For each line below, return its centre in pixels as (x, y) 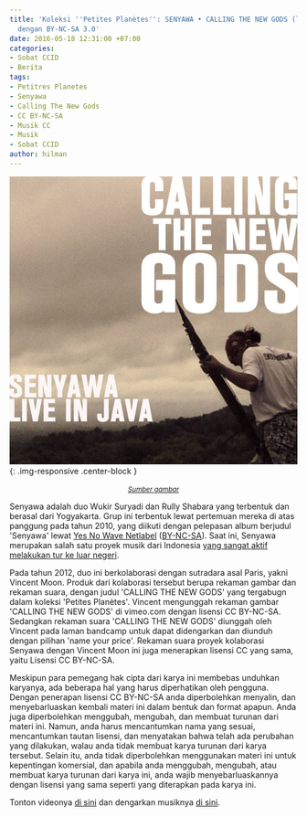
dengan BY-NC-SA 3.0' (59, 29)
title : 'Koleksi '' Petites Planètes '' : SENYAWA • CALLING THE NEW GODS (148, 19)
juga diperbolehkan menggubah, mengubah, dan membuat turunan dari (144, 716)
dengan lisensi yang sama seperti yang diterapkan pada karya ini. (133, 784)
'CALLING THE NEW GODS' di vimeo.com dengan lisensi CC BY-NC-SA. (145, 611)
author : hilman (38, 154)
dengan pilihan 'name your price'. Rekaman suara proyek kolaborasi (137, 641)
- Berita (26, 68)
